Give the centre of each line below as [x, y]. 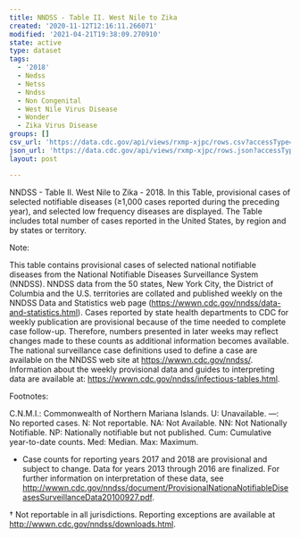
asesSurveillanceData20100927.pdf [87, 497]
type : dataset [36, 51]
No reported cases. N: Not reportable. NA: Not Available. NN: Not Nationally [148, 423]
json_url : [28, 150]
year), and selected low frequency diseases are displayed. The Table [136, 211]
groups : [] [29, 134]
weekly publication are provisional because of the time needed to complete [148, 322]
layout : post [33, 159]
